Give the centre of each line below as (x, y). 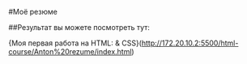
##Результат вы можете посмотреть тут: (79, 27)
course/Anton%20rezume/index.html (70, 51)
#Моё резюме (33, 12)
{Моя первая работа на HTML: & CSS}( (75, 43)
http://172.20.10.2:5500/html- (190, 43)
